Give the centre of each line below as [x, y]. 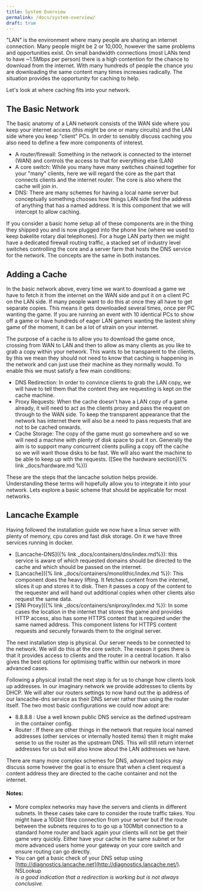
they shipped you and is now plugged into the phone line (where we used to [100, 230]
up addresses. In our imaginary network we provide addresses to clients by [99, 686]
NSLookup [28, 871]
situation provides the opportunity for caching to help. [73, 78]
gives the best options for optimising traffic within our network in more [93, 662]
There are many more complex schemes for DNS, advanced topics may [95, 760]
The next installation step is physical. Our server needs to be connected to [98, 642]
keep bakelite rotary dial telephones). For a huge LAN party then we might [98, 236]
